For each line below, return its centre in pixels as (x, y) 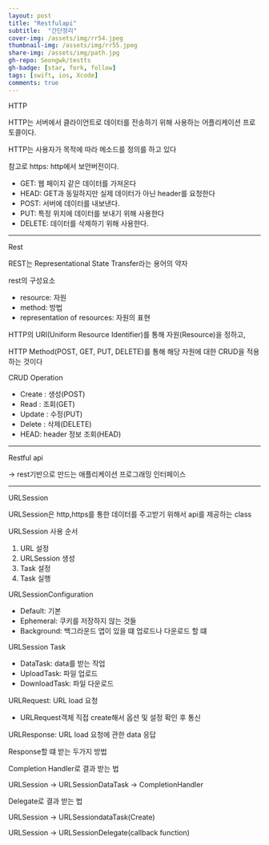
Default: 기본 (40, 610)
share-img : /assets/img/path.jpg (64, 53)
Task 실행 (35, 578)
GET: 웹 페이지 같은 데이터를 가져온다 (78, 183)
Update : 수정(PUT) (51, 414)
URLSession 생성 (47, 558)
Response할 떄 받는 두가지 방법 (58, 751)
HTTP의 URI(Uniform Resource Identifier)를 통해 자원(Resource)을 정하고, (127, 334)
